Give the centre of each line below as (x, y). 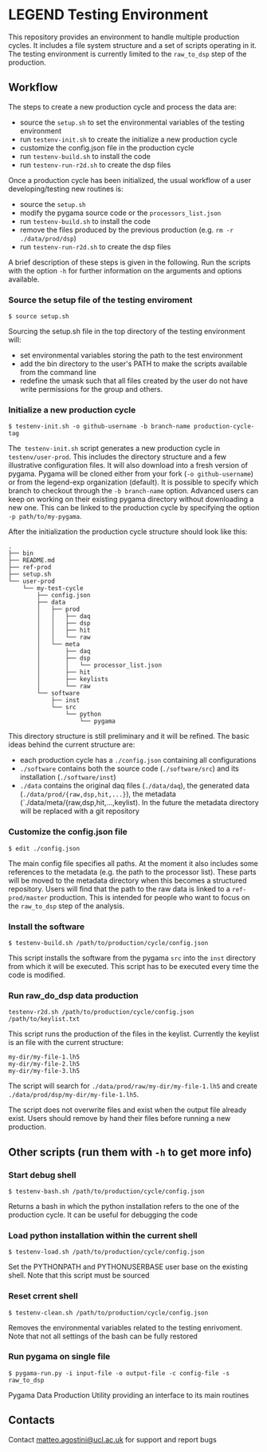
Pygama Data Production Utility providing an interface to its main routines (129, 1395)
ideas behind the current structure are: (72, 744)
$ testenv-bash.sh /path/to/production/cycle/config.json (106, 1191)
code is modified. (37, 975)
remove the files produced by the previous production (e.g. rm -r (126, 229)
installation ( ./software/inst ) (68, 777)
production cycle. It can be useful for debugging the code (103, 1215)
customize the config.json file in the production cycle (107, 148)
